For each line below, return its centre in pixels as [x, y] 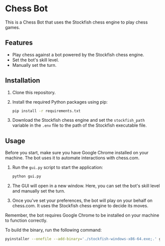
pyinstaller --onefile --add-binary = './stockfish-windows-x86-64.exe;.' [81, 239]
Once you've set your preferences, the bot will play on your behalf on [82, 201]
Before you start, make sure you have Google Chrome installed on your [77, 153]
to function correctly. [26, 220]
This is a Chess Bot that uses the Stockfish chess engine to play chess [77, 22]
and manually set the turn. [39, 191]
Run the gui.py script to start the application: [57, 167]
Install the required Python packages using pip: [60, 102]
